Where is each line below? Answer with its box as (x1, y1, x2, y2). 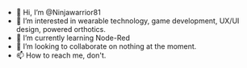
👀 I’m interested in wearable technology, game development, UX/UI (15, 16, 240, 26)
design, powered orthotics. (15, 25, 107, 34)
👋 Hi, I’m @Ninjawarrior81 (15, 8, 101, 17)
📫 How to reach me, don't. (15, 50, 107, 60)
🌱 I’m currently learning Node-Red (15, 33, 131, 42)
